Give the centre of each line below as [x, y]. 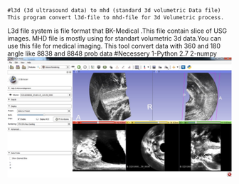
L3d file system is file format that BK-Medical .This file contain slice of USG [117, 31]
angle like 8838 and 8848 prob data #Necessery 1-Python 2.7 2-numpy [112, 53]
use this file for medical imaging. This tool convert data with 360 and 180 [114, 46]
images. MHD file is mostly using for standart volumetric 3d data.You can [115, 38]
